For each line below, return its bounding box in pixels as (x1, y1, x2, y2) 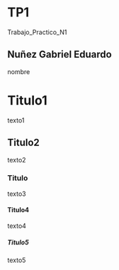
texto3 (7, 189, 26, 198)
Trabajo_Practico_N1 (7, 28, 67, 36)
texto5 (7, 256, 26, 264)
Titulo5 (7, 238, 30, 246)
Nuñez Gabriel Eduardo (7, 48, 112, 61)
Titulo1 (7, 92, 47, 108)
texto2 (7, 155, 26, 164)
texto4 (7, 222, 27, 230)
